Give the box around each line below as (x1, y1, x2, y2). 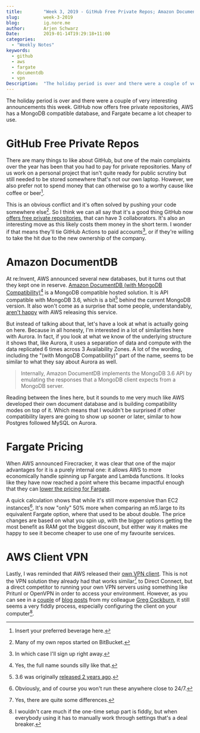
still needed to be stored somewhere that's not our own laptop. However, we (6, 175, 193, 182)
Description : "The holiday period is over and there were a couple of (6, 81, 187, 87)
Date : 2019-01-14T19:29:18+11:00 (6, 31, 111, 37)
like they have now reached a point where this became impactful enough (6, 479, 185, 486)
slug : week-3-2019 (6, 14, 73, 20)
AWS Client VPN (6, 550, 89, 564)
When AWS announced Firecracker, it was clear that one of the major (6, 460, 176, 467)
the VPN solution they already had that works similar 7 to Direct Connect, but (6, 576, 193, 585)
